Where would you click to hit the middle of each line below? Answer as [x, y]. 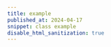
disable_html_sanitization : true [56, 33]
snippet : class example [42, 26]
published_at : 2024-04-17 [45, 20]
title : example [29, 13]
